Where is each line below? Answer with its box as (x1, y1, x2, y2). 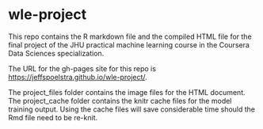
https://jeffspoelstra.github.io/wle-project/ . (8, 72, 148, 82)
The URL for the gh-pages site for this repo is (8, 63, 157, 73)
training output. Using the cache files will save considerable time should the (8, 104, 256, 114)
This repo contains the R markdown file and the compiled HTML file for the (8, 32, 252, 41)
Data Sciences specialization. (8, 48, 105, 58)
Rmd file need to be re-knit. (8, 112, 97, 122)
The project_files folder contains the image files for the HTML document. (8, 87, 246, 97)
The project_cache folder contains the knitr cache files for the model (8, 96, 232, 105)
